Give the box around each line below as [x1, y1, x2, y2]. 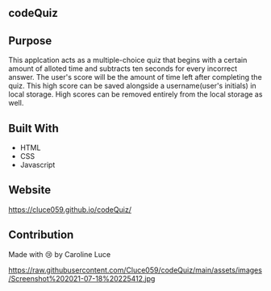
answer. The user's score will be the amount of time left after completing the [8, 73, 262, 82]
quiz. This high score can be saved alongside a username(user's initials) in [8, 81, 256, 91]
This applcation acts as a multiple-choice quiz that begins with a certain [8, 56, 248, 65]
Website [8, 183, 51, 197]
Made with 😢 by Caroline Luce [8, 249, 111, 259]
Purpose [8, 34, 52, 48]
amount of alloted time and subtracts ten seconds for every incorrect [8, 64, 238, 73]
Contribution [8, 228, 74, 242]
